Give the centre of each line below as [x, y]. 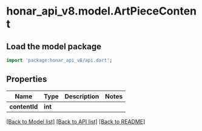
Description [82, 96]
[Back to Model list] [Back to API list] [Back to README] [76, 121]
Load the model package [54, 46]
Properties [27, 79]
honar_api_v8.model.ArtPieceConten [102, 11]
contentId [24, 106]
